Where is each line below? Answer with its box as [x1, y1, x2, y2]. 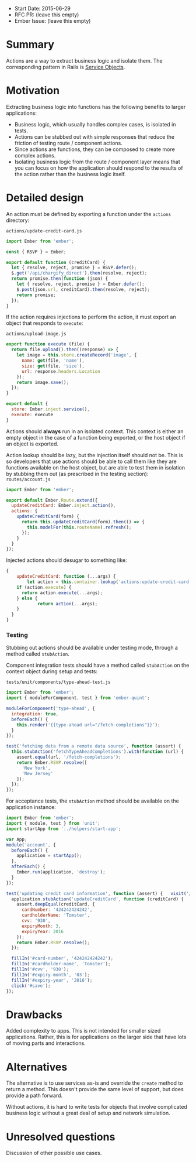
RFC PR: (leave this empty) [14, 11, 79, 18]
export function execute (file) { [6, 341, 90, 347]
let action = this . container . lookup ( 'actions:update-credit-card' [27, 579, 192, 585]
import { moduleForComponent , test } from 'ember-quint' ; [6, 695, 150, 701]
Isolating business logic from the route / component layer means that [14, 158, 181, 165]
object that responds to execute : [6, 320, 83, 327]
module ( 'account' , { [6, 842, 57, 848]
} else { [16, 595, 38, 601]
